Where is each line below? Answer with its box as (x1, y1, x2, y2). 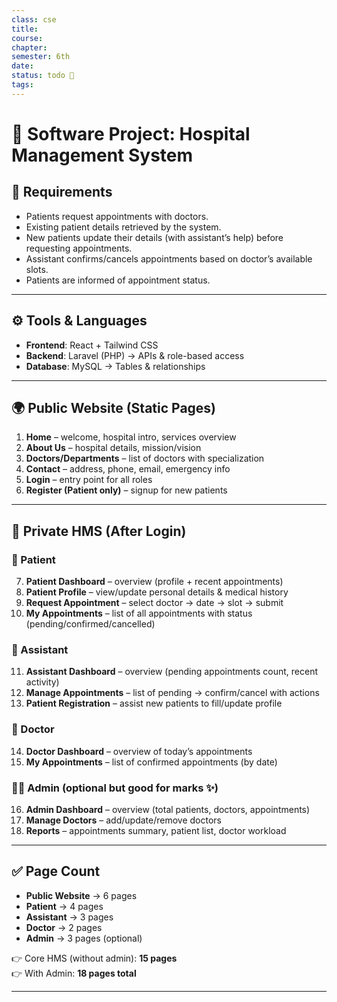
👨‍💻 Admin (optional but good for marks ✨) (11, 781, 219, 795)
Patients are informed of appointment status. (25, 274, 211, 286)
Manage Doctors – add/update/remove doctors (25, 814, 222, 826)
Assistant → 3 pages (25, 911, 114, 923)
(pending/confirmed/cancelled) (25, 618, 156, 630)
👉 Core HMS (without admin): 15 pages (11, 952, 178, 964)
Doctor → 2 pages (25, 921, 103, 933)
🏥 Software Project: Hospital (11, 122, 251, 145)
